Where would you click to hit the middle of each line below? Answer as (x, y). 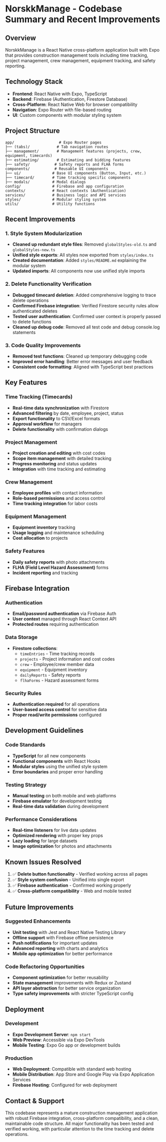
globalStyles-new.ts (34, 250)
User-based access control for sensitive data (60, 710)
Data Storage (21, 637)
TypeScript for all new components (49, 756)
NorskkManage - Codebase (64, 9)
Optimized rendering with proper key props (58, 836)
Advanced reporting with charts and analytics (60, 948)
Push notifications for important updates (55, 943)
